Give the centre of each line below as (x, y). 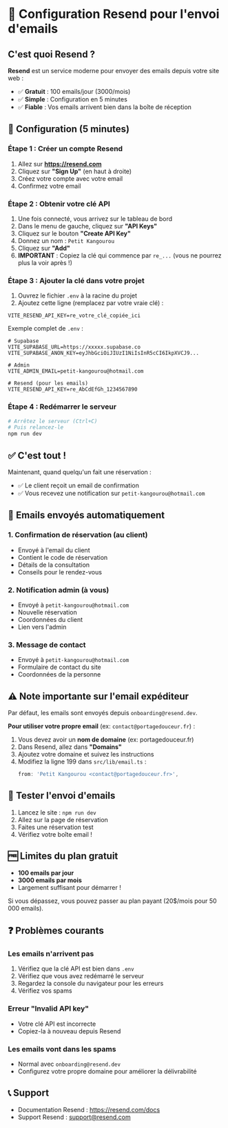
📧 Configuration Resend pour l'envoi (114, 14)
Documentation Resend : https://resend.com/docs (89, 1109)
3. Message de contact (47, 645)
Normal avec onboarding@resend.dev (69, 1064)
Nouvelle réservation (48, 612)
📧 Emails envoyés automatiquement (86, 515)
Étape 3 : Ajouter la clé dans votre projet (76, 280)
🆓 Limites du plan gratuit (63, 856)
